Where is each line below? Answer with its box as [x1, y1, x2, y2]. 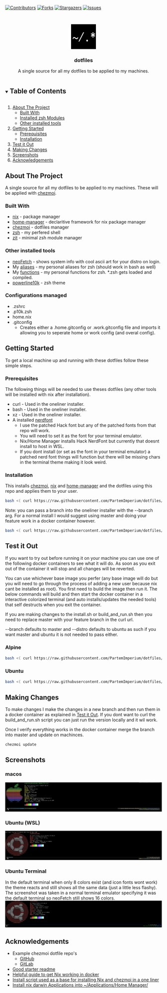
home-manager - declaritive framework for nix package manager [12, 219, 146, 225]
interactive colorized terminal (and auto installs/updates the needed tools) [5, 596, 157, 602]
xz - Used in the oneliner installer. [12, 411, 82, 417]
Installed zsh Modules [19, 115, 65, 121]
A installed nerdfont [12, 417, 53, 423]
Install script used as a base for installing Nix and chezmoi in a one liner [12, 977, 159, 983]
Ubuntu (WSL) [5, 819, 40, 826]
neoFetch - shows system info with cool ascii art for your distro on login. [12, 258, 161, 264]
